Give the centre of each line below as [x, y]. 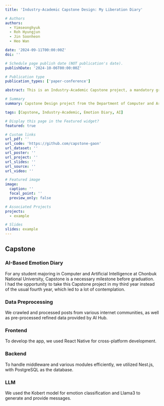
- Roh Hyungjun [25, 32]
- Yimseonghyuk [25, 27]
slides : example [21, 229]
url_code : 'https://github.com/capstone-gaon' [53, 144]
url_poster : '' [20, 153]
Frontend [16, 330]
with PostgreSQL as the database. [39, 369]
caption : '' [22, 189]
